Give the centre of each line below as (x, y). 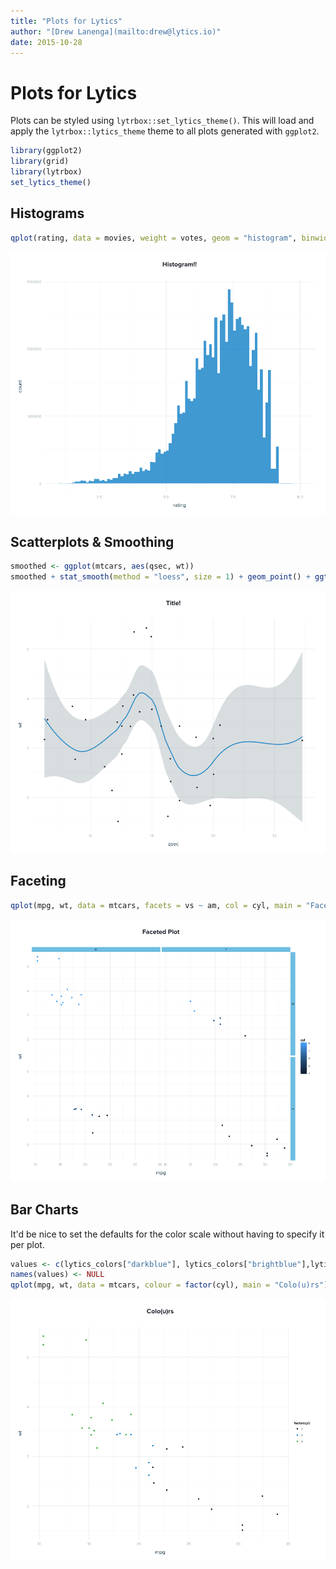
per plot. (27, 1244)
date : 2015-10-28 (46, 42)
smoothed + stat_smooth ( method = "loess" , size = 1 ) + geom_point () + (160, 577)
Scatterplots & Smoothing (92, 541)
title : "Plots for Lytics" (66, 21)
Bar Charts (44, 1210)
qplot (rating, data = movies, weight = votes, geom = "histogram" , (154, 238)
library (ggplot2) (46, 151)
